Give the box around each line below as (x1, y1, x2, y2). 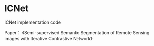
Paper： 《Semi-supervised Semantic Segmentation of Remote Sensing (4, 29, 150, 35)
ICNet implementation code (4, 19, 61, 25)
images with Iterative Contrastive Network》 (4, 35, 93, 41)
